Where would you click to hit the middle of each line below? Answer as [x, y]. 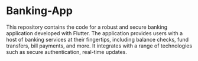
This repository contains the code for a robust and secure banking [87, 27]
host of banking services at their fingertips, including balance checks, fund [98, 39]
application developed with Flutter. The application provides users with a [95, 33]
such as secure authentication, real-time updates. [66, 52]
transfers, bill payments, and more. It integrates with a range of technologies [99, 46]
